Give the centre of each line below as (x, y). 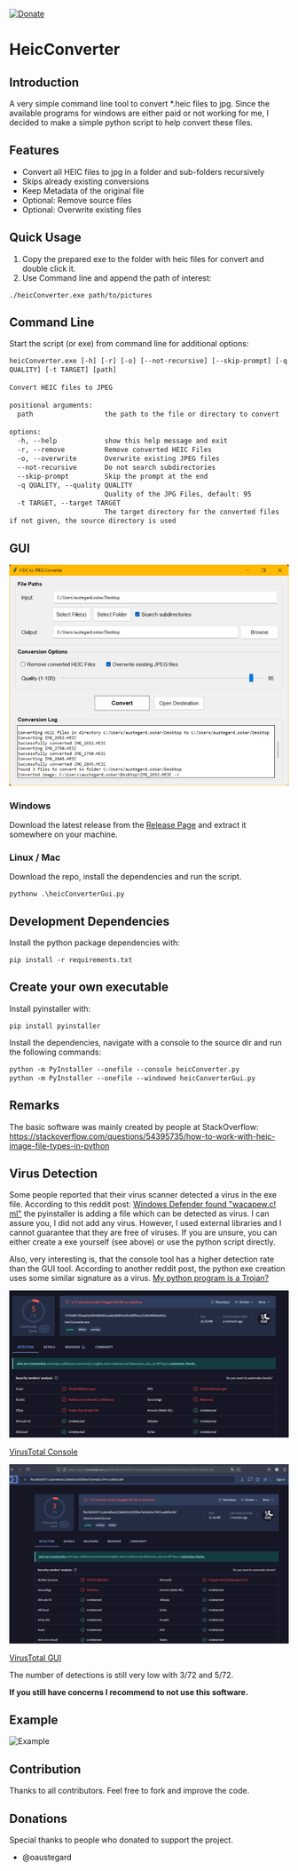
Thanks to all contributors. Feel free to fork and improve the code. (129, 1791)
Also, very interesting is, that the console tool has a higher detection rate (142, 1259)
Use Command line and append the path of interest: (117, 278)
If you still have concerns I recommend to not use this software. (129, 1692)
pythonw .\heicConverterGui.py (67, 894)
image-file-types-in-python (59, 1145)
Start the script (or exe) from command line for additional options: (129, 344)
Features (34, 151)
